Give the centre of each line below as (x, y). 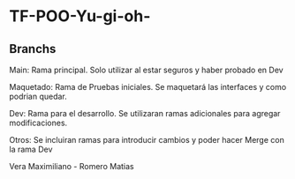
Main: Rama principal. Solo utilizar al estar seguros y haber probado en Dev (147, 70)
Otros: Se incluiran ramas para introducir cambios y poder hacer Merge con (147, 140)
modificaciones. (38, 123)
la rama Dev (31, 149)
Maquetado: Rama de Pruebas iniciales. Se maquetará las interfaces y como (148, 87)
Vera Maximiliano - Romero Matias (72, 166)
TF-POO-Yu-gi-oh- (80, 16)
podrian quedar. (38, 96)
